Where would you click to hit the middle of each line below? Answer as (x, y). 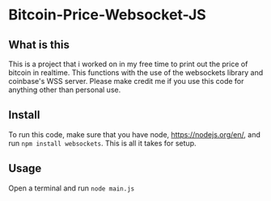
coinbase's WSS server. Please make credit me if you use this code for (126, 81)
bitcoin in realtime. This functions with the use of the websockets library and (136, 73)
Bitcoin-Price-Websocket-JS (107, 15)
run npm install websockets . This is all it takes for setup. (102, 143)
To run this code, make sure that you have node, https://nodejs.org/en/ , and (134, 134)
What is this (39, 45)
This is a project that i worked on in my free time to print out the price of (128, 64)
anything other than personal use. (65, 90)
